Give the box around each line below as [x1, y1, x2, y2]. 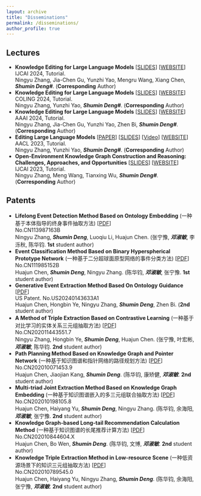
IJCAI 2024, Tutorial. [14, 70, 66, 77]
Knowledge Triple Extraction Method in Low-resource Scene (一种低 [14, 453, 188, 461]
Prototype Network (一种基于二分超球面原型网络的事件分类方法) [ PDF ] [14, 255, 190, 262]
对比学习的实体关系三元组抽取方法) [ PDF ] [14, 322, 117, 329]
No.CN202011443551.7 [14, 328, 72, 335]
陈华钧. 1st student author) [28, 241, 95, 248]
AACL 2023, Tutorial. [14, 140, 67, 147]
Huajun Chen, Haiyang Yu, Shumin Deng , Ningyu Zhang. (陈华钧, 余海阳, [14, 405, 194, 412]
